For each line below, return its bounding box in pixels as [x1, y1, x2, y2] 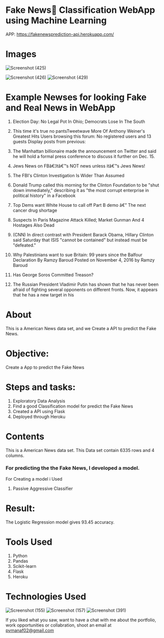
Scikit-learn [12, 563, 36, 569]
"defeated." [12, 242, 36, 248]
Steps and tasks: [5, 381, 76, 393]
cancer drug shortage [12, 207, 57, 213]
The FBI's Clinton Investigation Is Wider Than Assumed [12, 172, 125, 178]
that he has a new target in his [12, 292, 74, 298]
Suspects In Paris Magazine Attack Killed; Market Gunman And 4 [12, 217, 144, 223]
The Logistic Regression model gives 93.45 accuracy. [5, 519, 115, 525]
